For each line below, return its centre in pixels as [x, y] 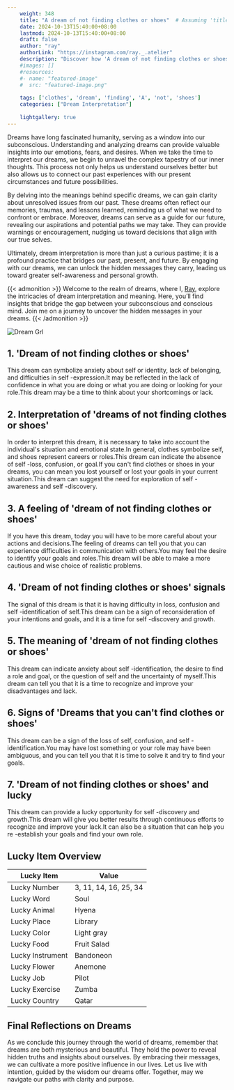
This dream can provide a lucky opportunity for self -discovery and [103, 812]
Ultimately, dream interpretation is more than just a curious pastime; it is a [113, 253]
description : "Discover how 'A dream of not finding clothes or [115, 59]
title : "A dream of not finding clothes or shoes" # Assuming [114, 20]
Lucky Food [30, 944]
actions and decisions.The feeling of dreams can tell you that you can [107, 543]
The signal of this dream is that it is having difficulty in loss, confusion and [114, 604]
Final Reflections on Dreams [69, 1026]
